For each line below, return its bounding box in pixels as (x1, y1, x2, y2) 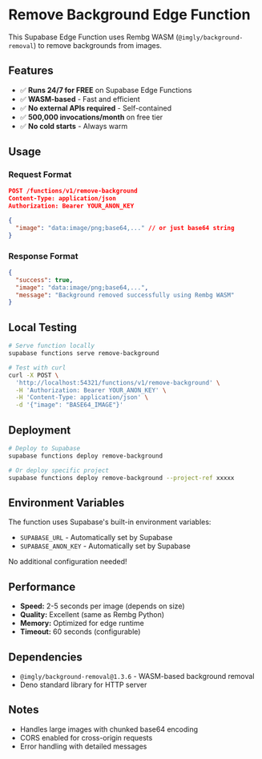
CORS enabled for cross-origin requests (19, 733, 153, 742)
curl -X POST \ (8, 371, 59, 379)
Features (8, 64, 54, 78)
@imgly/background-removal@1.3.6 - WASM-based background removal (19, 671, 255, 680)
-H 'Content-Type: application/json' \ (15, 394, 149, 402)
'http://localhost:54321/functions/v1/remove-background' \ (15, 378, 220, 386)
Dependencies (8, 650, 83, 664)
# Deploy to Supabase (8, 444, 81, 452)
